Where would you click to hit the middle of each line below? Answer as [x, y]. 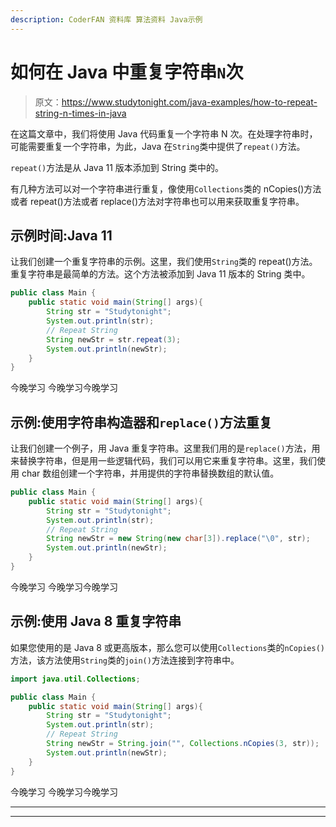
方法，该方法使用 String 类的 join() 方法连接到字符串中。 [125, 660]
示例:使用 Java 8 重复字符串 [96, 621]
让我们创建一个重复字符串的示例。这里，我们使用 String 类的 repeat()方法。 [164, 262]
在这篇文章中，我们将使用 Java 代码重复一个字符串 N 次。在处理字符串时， [164, 133]
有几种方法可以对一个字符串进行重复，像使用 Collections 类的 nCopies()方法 [166, 188]
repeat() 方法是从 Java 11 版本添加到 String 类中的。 [117, 167]
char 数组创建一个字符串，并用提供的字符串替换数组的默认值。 [150, 473]
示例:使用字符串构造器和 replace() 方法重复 [141, 422]
